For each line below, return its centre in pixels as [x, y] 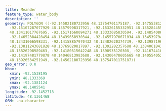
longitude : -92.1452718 [30, 92]
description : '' [22, 19]
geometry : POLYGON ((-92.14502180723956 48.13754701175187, [68, 23]
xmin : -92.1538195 [29, 74]
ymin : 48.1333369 [27, 78]
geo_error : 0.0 [21, 64]
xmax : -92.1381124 [29, 83]
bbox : [11, 69]
